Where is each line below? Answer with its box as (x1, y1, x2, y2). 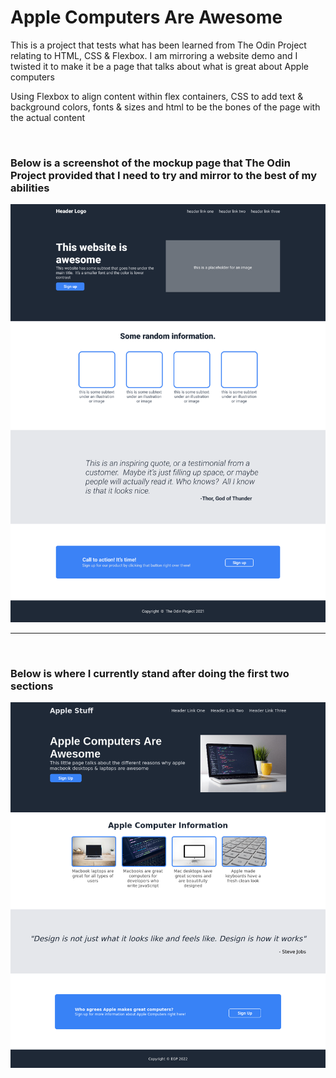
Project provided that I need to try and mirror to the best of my (10, 168, 318, 182)
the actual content (10, 111, 85, 123)
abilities (10, 181, 50, 195)
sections (10, 679, 54, 693)
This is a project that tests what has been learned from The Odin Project (10, 39, 307, 51)
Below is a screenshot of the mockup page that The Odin (10, 156, 291, 170)
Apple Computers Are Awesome (10, 6, 283, 29)
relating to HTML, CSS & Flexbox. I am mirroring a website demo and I (10, 49, 298, 61)
